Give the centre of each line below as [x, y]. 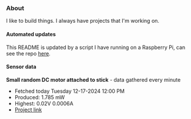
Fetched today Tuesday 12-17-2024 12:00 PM [70, 91]
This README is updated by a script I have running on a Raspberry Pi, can [96, 47]
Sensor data [21, 67]
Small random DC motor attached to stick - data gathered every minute [93, 79]
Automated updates [31, 34]
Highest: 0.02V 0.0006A [44, 103]
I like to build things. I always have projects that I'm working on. [83, 21]
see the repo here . [29, 53]
